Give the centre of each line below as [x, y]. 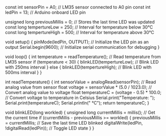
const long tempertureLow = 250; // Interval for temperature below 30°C [79, 27]
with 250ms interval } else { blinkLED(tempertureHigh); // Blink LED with [79, 67]
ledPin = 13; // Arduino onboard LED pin [45, 12]
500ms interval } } [24, 72]
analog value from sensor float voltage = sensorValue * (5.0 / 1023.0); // [79, 87]
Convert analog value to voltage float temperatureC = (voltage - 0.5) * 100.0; [83, 92]
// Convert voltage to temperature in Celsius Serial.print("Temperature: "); [80, 98]
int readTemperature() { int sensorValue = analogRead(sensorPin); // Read [81, 82]
